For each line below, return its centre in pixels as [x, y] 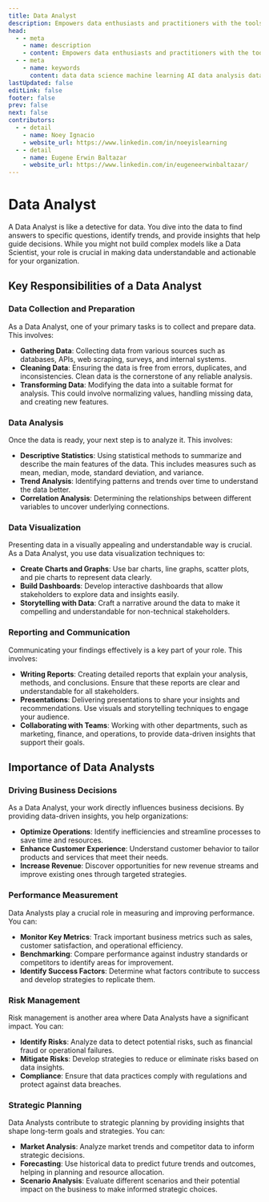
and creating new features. [64, 401]
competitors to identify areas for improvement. [96, 962]
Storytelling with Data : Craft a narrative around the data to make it [130, 603]
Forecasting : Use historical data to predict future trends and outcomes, [138, 1163]
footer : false [32, 98]
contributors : [32, 120]
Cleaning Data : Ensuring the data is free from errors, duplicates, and [133, 368]
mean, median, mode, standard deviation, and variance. [112, 473]
